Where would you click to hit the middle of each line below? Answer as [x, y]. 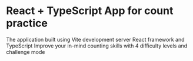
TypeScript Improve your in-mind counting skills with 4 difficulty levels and [97, 46]
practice [27, 23]
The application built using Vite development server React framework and [95, 39]
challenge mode [26, 52]
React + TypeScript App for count [90, 11]
